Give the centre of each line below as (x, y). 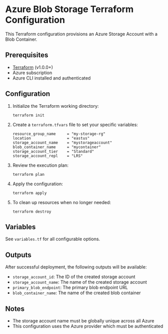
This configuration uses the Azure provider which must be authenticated (88, 326)
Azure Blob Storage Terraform (69, 9)
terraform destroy (32, 212)
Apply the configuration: (38, 184)
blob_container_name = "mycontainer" (57, 147)
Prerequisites (27, 55)
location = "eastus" (51, 138)
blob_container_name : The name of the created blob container (77, 293)
